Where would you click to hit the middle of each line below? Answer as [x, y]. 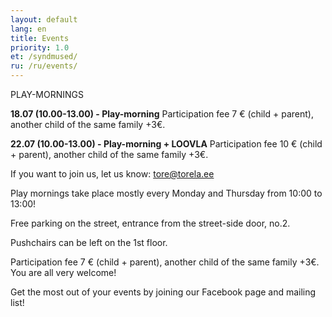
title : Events [40, 38]
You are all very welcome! [63, 272]
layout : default [44, 19]
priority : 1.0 [40, 47]
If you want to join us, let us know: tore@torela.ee [112, 174]
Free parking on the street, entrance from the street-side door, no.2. [150, 223]
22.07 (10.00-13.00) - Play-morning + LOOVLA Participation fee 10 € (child [166, 144]
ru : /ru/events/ [44, 66]
